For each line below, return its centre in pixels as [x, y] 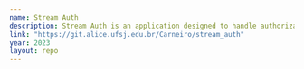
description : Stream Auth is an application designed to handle [133, 26]
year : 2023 [30, 43]
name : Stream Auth [44, 17]
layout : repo [34, 51]
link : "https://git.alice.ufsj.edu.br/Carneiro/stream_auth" [127, 34]
